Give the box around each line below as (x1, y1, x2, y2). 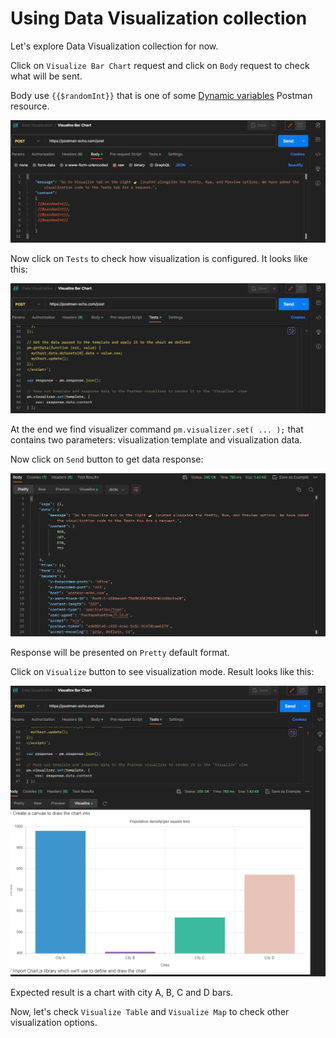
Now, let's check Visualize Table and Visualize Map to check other (10, 1006, 290, 1018)
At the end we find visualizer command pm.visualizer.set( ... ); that (10, 423, 304, 435)
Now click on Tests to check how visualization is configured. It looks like (10, 252, 308, 264)
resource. (10, 100, 50, 112)
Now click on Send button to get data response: (10, 453, 204, 465)
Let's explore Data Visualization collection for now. (10, 40, 219, 52)
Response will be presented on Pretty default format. (10, 646, 230, 658)
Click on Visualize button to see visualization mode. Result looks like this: (10, 665, 315, 677)
